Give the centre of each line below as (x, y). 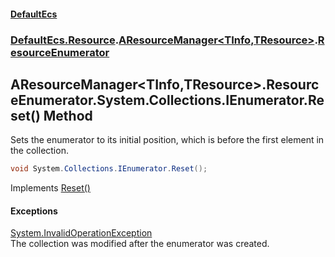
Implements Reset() (50, 188)
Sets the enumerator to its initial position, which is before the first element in (167, 140)
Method (68, 115)
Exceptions (34, 211)
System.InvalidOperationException (81, 233)
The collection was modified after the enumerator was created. (140, 244)
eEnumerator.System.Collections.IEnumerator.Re (167, 100)
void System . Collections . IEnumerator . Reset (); (109, 169)
